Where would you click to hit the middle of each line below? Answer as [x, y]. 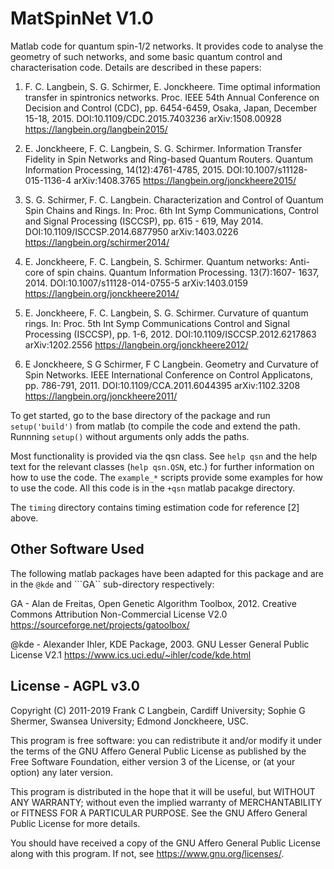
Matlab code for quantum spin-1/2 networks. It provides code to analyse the [167, 46]
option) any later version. [61, 772]
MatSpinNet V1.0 [82, 18]
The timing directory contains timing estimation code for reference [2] [155, 507]
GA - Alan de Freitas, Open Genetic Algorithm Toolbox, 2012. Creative [153, 603]
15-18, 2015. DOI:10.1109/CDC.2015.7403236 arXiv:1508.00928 [153, 118]
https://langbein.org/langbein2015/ [96, 129]
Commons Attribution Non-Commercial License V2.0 [119, 614]
